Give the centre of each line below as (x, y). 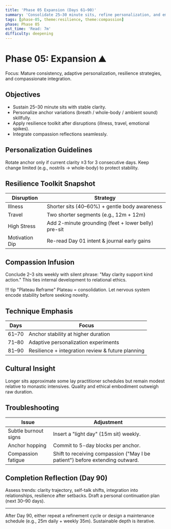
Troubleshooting (32, 408)
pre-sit (55, 230)
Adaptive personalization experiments (74, 342)
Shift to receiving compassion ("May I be (102, 454)
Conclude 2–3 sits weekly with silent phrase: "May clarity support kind (79, 274)
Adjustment (108, 422)
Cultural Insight (30, 369)
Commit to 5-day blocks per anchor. (97, 445)
